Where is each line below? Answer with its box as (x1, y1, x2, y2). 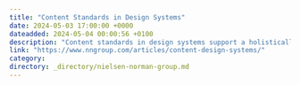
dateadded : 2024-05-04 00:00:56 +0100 (9, 29, 154, 38)
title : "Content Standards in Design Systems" (9, 12, 186, 22)
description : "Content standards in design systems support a (9, 37, 246, 47)
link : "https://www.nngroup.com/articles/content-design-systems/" (9, 46, 266, 55)
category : (9, 54, 46, 63)
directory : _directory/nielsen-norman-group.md (9, 63, 190, 72)
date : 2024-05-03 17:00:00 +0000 (9, 21, 134, 30)
